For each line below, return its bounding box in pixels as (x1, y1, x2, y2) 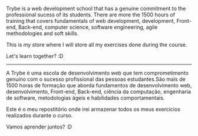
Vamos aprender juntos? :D (6, 123, 72, 130)
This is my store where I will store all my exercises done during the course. (6, 41, 187, 48)
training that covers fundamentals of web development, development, (6, 18, 176, 24)
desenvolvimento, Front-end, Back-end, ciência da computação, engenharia (6, 88, 192, 95)
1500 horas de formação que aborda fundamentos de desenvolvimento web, (6, 82, 192, 89)
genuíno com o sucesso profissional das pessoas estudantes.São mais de (6, 76, 186, 83)
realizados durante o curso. (6, 112, 73, 119)
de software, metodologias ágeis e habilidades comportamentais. (6, 94, 165, 101)
